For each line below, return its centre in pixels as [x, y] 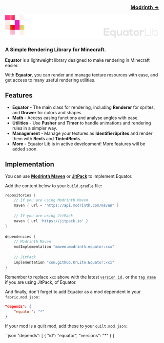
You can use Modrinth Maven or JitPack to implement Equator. [69, 176]
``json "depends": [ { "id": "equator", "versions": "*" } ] [60, 336]
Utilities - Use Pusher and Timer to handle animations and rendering [82, 123]
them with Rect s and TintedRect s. [47, 138]
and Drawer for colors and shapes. [47, 112]
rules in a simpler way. [35, 128]
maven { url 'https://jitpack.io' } [51, 221]
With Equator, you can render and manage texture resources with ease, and [82, 74]
